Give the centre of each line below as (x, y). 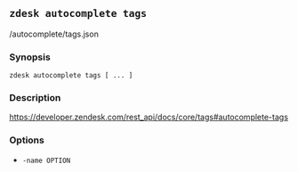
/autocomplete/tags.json (54, 34)
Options (27, 140)
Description (35, 98)
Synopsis (30, 57)
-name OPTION (46, 160)
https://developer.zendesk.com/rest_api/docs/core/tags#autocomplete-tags (149, 117)
